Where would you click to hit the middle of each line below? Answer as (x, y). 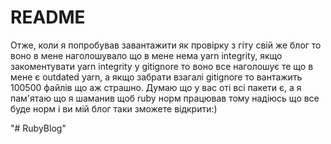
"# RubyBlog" (38, 128)
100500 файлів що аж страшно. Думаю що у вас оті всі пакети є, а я (156, 87)
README (48, 17)
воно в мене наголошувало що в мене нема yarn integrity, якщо (146, 55)
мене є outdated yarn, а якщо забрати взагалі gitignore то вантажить (156, 77)
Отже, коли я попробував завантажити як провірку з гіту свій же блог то (166, 45)
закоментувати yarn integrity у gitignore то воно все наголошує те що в (162, 66)
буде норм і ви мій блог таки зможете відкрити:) (114, 108)
